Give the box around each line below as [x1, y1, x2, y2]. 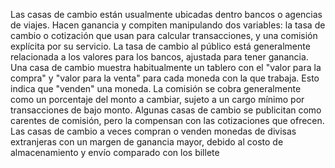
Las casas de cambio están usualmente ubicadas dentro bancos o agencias [10, 9, 323, 20]
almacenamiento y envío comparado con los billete [10, 147, 220, 158]
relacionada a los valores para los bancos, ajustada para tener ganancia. [10, 51, 309, 63]
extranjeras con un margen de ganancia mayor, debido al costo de [10, 136, 284, 148]
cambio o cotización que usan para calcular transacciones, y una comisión [10, 30, 318, 41]
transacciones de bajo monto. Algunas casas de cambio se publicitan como [10, 104, 322, 116]
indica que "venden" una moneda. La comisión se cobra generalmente [10, 83, 302, 94]
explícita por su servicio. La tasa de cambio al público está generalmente [10, 40, 311, 52]
